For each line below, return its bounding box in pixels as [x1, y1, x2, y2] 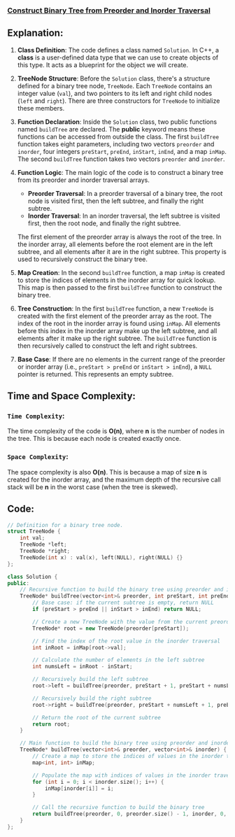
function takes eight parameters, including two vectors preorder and [17, 139, 215, 148]
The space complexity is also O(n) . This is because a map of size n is [7, 467, 208, 476]
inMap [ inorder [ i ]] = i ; [44, 785, 114, 792]
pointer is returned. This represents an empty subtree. [17, 370, 174, 378]
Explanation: [7, 27, 64, 39]
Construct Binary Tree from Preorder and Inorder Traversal [7, 6, 211, 15]
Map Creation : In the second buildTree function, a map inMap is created [17, 268, 225, 276]
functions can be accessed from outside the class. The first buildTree [17, 132, 219, 141]
